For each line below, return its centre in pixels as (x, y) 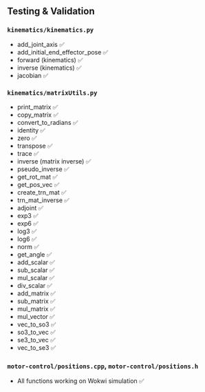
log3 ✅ (27, 231)
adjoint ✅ (30, 208)
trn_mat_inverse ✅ (43, 200)
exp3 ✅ (28, 215)
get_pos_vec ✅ (38, 184)
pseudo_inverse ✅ (43, 169)
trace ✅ (28, 153)
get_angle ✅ (34, 254)
